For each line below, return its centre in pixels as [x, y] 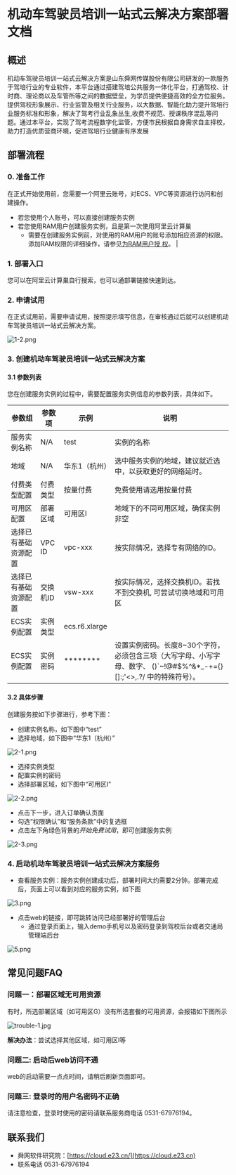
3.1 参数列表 [25, 377]
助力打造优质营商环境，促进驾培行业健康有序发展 [78, 131]
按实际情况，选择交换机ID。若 [164, 582]
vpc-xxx [78, 547]
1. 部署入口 [25, 263]
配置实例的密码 [39, 775]
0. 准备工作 [26, 177]
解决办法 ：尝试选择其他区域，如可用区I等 [67, 1039]
